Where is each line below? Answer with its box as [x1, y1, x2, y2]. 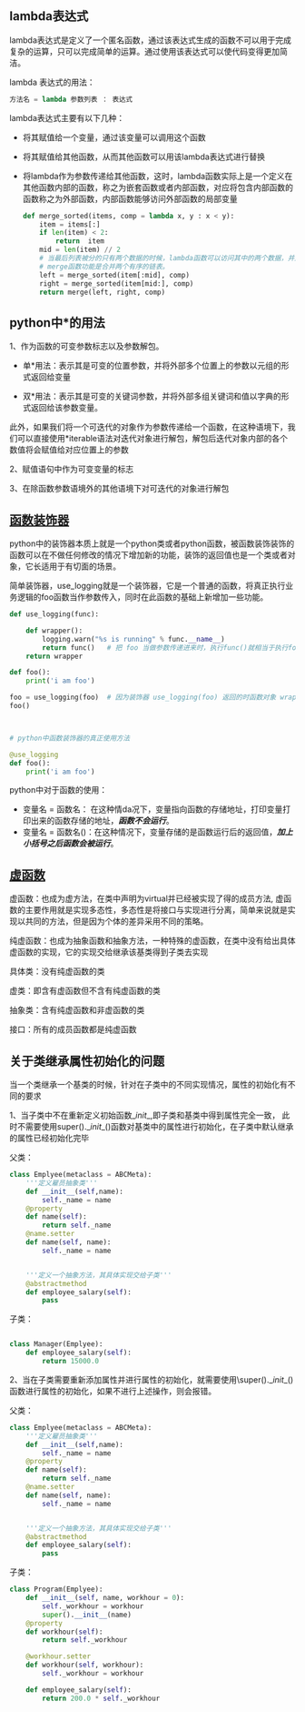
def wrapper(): [25, 626, 84, 635]
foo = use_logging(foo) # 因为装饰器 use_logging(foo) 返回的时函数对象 [9, 693, 277, 703]
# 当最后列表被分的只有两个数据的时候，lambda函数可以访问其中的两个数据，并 [39, 254, 295, 263]
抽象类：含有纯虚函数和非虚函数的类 [9, 1005, 145, 1016]
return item [55, 237, 104, 246]
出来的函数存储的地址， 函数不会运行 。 [30, 815, 174, 826]
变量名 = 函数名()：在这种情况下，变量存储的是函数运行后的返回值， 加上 [22, 826, 293, 837]
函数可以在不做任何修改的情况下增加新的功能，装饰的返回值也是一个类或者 [9, 550, 288, 561]
